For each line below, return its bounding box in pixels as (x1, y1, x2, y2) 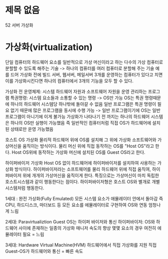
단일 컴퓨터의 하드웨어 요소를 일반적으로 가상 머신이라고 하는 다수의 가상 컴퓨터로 (5, 59, 163, 65)
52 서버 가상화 (5, 22, 34, 28)
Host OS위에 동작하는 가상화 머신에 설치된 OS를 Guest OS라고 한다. (12, 149, 145, 155)
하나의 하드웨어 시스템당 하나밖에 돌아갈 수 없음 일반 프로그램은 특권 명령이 (10, 101, 156, 107)
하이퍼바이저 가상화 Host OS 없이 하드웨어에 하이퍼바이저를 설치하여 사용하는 (5, 160, 156, 166)
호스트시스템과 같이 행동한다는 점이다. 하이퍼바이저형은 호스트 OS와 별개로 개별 (5, 178, 160, 184)
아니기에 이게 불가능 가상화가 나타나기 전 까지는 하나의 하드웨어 (27, 113, 150, 119)
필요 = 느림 (22, 231, 45, 237)
